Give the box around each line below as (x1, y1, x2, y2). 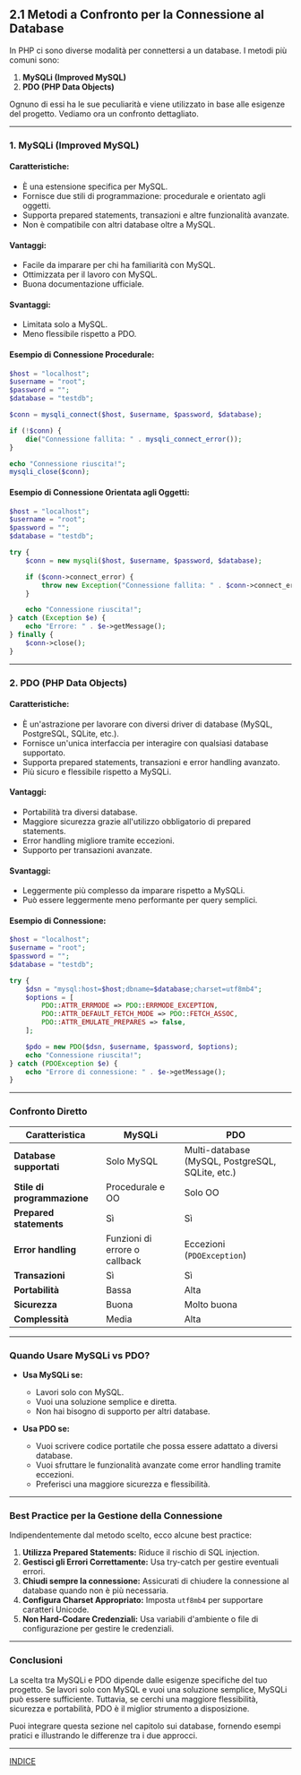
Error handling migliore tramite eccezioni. (21, 835, 175, 846)
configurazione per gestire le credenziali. (21, 1624, 175, 1634)
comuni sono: (9, 54, 60, 65)
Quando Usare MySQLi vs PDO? (9, 1348, 150, 1361)
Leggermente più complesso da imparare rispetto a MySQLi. (21, 885, 245, 896)
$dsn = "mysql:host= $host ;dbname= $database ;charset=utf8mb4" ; (25, 985, 262, 994)
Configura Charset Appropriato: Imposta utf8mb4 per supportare (21, 1595, 263, 1606)
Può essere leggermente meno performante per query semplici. (21, 895, 258, 906)
